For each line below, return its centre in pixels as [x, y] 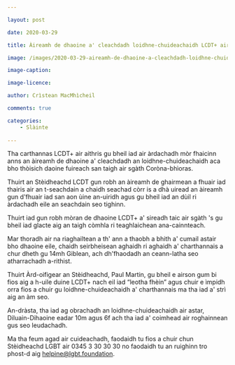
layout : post [26, 20]
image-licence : [29, 83]
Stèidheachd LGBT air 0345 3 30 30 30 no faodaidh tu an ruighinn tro [107, 346]
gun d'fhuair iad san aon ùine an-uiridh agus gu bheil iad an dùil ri [102, 197]
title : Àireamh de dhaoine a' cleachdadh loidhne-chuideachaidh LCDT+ [112, 45]
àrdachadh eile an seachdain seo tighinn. [66, 204]
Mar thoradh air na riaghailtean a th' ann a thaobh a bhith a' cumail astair [112, 239]
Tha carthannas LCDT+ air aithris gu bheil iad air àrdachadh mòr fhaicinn [112, 154]
